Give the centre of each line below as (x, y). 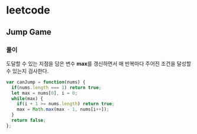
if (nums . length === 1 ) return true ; (56, 88)
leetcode (28, 10)
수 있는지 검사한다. (27, 71)
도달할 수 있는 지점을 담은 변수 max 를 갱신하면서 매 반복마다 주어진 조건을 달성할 (99, 63)
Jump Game (29, 32)
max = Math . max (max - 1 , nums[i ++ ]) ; (63, 109)
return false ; (29, 120)
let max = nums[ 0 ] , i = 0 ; (45, 93)
